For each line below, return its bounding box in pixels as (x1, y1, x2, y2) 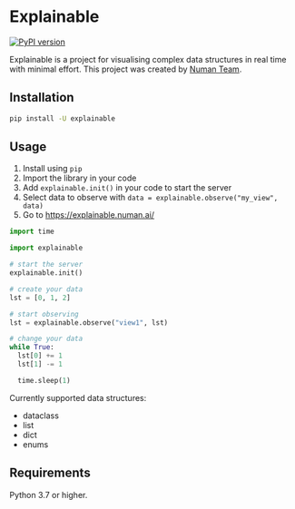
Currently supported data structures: (9, 392, 147, 403)
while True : (9, 343, 54, 352)
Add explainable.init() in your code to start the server (22, 182, 232, 193)
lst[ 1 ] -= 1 (17, 360, 64, 369)
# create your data (9, 284, 84, 294)
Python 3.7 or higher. (9, 489, 88, 500)
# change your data (9, 334, 84, 344)
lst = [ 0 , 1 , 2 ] (9, 293, 71, 302)
